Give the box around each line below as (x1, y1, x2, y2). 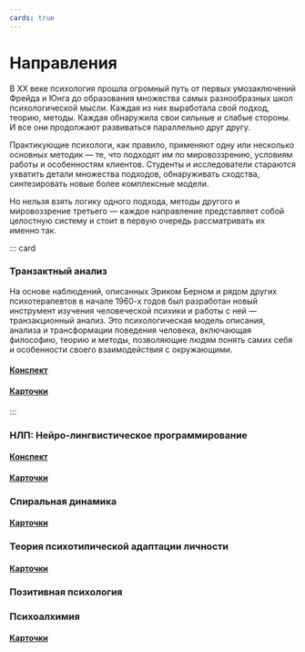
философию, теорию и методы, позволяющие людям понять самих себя (9, 334, 293, 345)
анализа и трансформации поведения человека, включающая (9, 325, 252, 336)
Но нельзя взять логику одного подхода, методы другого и (9, 195, 240, 206)
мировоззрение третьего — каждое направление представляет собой (9, 205, 285, 216)
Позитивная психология (9, 585, 123, 598)
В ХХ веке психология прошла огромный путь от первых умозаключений (9, 83, 296, 94)
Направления (9, 52, 118, 73)
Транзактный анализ (9, 265, 107, 278)
